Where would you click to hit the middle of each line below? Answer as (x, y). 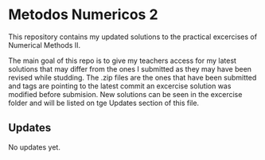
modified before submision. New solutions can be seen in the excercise (125, 94)
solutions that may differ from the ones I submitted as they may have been (130, 68)
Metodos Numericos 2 (83, 15)
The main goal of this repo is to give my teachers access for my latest (123, 60)
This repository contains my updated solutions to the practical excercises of (132, 37)
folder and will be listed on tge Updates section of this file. (104, 103)
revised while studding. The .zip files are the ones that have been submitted (132, 77)
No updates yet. (35, 147)
